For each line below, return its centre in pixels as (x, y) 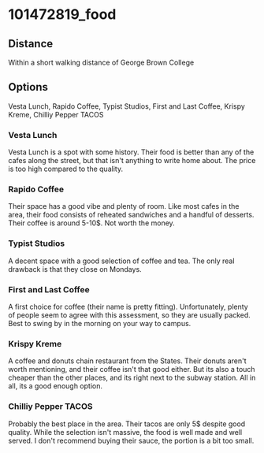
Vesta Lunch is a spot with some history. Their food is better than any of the (131, 152)
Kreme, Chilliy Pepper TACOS (56, 114)
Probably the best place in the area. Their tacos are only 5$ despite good (127, 424)
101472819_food (62, 15)
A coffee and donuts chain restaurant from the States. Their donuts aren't (127, 361)
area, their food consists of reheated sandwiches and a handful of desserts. (131, 215)
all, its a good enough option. (56, 386)
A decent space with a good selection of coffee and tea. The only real (121, 261)
